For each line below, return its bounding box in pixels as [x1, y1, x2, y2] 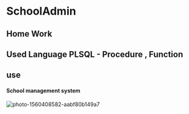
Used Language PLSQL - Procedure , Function [6, 49, 184, 59]
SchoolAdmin [6, 4, 76, 18]
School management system [6, 87, 80, 94]
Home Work [6, 29, 52, 39]
